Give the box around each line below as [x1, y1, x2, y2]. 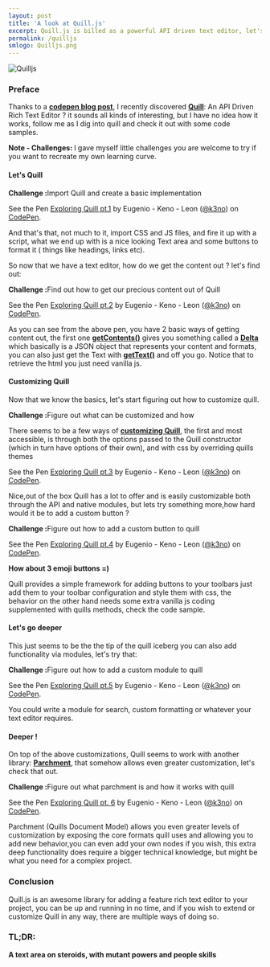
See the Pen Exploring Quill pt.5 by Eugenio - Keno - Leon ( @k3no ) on [8, 681, 241, 690]
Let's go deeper [8, 623, 63, 633]
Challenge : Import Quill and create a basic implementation [8, 188, 202, 198]
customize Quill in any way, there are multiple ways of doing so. [8, 912, 219, 921]
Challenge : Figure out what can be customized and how [8, 410, 194, 420]
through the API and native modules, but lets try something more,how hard [8, 499, 256, 509]
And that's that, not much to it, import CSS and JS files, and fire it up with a [8, 227, 257, 237]
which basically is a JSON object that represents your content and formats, [8, 341, 257, 350]
